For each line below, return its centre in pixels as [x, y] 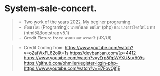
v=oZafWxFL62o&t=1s [46, 53]
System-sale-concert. [51, 9]
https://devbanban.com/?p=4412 [103, 53]
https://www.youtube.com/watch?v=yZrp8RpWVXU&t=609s [84, 58]
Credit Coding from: [44, 47]
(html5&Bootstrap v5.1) [46, 33]
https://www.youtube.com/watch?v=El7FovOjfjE [72, 68]
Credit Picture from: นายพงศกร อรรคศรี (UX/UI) [68, 38]
